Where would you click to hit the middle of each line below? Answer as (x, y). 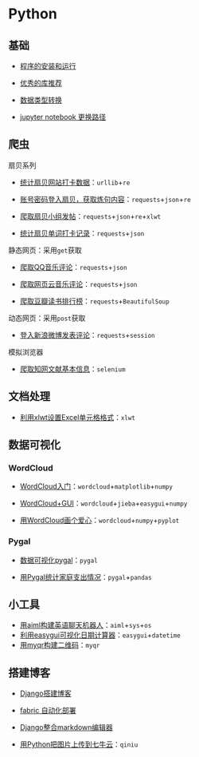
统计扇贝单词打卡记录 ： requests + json (82, 233)
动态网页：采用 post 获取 (47, 318)
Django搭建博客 (45, 694)
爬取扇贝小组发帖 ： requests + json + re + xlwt (90, 216)
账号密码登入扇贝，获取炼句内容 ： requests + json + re (105, 199)
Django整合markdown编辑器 (66, 727)
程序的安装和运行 (48, 66)
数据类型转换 (41, 100)
